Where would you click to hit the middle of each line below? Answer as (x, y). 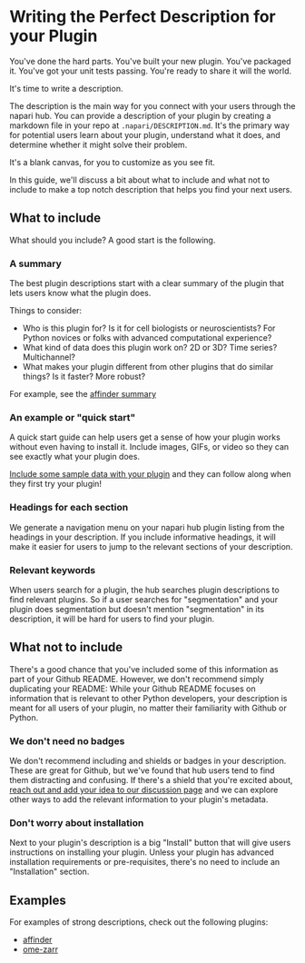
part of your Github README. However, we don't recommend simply (137, 679)
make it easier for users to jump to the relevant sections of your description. (151, 546)
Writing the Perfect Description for (143, 17)
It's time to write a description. (66, 88)
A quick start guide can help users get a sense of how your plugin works (145, 437)
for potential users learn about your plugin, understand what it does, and (145, 134)
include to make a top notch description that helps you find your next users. (151, 189)
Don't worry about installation (77, 822)
